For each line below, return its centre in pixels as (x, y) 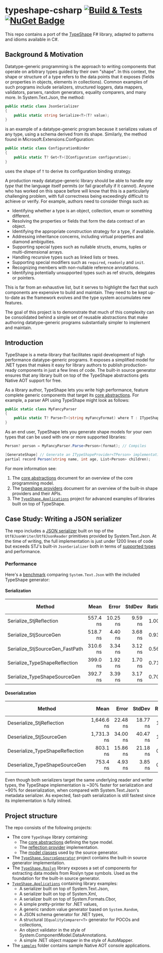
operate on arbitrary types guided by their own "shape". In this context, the (80, 71)
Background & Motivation (44, 55)
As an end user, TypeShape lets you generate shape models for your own (78, 432)
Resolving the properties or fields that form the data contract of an (78, 221)
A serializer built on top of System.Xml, (58, 894)
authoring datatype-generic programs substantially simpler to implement (78, 322)
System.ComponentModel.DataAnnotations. (63, 935)
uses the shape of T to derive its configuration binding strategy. (68, 171)
